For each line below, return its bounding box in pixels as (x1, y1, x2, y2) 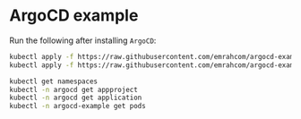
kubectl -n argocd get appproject (9, 85, 139, 94)
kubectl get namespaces (9, 77, 99, 86)
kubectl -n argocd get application (9, 93, 142, 103)
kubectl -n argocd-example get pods (9, 102, 146, 111)
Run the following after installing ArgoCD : (9, 35, 157, 46)
